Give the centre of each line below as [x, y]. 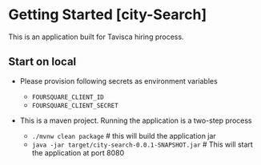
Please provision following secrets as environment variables [118, 81]
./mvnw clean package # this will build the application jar [124, 136]
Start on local [42, 62]
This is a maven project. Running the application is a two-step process [136, 120]
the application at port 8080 [78, 152]
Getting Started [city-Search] [108, 15]
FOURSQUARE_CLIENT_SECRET [75, 105]
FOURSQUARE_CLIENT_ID [68, 97]
